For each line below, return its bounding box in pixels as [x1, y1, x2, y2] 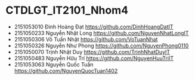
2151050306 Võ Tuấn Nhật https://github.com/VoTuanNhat [14, 36, 158, 43]
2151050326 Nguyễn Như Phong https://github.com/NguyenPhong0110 [14, 42, 189, 49]
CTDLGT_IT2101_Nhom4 [5, 4, 129, 17]
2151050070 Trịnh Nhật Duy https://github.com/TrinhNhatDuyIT [14, 48, 171, 55]
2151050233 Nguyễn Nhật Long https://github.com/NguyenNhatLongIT [14, 29, 189, 36]
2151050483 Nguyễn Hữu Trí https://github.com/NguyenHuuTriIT [14, 55, 174, 62]
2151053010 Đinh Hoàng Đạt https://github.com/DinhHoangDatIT [14, 23, 174, 30]
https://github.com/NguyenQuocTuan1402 [14, 67, 118, 74]
